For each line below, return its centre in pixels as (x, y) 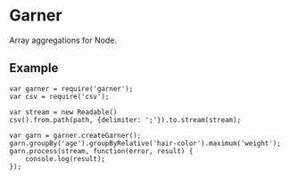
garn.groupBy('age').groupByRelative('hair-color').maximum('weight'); (145, 143)
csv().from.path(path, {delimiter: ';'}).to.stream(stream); (125, 120)
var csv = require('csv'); (59, 96)
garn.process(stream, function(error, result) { (101, 151)
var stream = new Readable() (63, 112)
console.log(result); (65, 159)
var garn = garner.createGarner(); (75, 135)
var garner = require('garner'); (71, 89)
